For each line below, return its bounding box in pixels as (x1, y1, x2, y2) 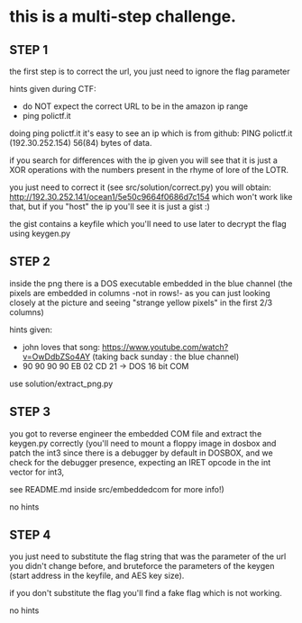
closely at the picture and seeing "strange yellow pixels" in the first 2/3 (9, 297, 273, 308)
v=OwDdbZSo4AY (22, 351, 91, 362)
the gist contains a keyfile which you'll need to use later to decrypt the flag (9, 219, 287, 229)
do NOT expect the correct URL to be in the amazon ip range (22, 101, 249, 112)
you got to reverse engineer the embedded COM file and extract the (9, 428, 262, 438)
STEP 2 (9, 254, 51, 269)
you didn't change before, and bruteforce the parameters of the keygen (9, 561, 275, 572)
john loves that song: (22, 341, 101, 352)
